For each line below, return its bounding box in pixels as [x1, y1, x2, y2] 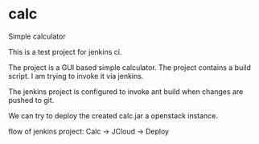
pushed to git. [8, 95, 55, 105]
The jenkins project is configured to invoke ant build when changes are [8, 86, 244, 97]
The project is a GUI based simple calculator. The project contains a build [8, 62, 252, 72]
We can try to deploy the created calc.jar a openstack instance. [8, 110, 219, 121]
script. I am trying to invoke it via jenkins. [8, 71, 144, 80]
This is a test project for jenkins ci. [8, 47, 122, 56]
